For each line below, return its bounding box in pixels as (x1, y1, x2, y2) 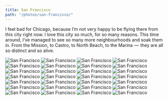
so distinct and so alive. (5, 47, 54, 54)
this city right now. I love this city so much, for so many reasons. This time (5, 31, 159, 37)
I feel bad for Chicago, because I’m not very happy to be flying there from (5, 26, 158, 32)
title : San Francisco (5, 7, 51, 13)
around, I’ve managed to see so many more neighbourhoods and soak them (5, 36, 163, 43)
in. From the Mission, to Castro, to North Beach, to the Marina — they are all (5, 42, 163, 48)
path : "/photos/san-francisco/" (5, 12, 73, 17)
